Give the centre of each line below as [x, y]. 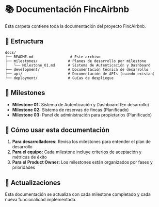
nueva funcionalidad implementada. [41, 200]
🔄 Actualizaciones [33, 183]
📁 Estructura [24, 41]
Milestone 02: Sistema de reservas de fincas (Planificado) [71, 110]
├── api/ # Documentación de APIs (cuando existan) [80, 74]
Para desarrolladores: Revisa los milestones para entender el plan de [81, 142]
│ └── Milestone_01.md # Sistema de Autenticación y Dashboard [78, 65]
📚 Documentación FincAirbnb [67, 9]
